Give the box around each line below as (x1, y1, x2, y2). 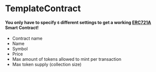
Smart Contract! (5, 24, 39, 30)
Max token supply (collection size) (12, 62, 82, 68)
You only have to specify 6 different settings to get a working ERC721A (5, 19, 151, 25)
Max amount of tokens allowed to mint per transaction (12, 56, 122, 62)
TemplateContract (5, 3, 81, 14)
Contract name (12, 35, 43, 42)
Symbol (12, 46, 28, 52)
